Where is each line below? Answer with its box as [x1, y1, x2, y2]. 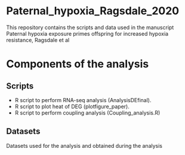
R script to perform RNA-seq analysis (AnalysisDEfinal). [14, 96, 152, 103]
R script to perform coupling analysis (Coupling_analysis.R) [14, 109, 161, 116]
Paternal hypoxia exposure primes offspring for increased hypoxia [6, 30, 169, 37]
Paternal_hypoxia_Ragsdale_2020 [6, 4, 180, 18]
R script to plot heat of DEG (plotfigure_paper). [14, 103, 129, 110]
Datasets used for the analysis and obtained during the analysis [6, 142, 163, 149]
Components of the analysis [6, 58, 149, 71]
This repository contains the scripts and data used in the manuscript [6, 24, 174, 31]
